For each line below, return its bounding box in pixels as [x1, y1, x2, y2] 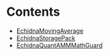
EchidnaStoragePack [16, 33, 76, 42]
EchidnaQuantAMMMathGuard [16, 41, 103, 49]
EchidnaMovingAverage [16, 27, 83, 35]
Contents [6, 4, 61, 20]
